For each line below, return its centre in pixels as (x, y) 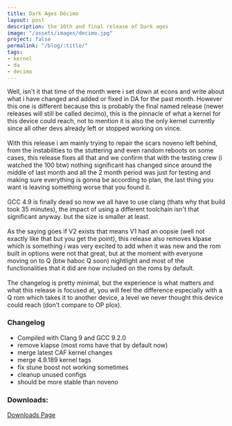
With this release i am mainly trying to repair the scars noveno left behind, (113, 143)
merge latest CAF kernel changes (65, 352)
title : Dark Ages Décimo (43, 14)
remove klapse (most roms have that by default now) (92, 345)
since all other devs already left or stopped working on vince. (95, 128)
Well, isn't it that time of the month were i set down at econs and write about (116, 91)
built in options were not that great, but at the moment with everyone (105, 253)
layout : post (26, 20)
